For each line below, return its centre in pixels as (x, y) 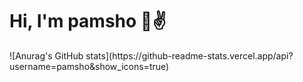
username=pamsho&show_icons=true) (89, 66)
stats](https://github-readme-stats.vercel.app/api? (189, 55)
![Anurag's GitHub (46, 55)
